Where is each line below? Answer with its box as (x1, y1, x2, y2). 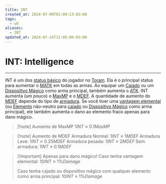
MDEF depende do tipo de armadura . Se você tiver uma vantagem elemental (5, 98, 161, 104)
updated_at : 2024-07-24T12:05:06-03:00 (5, 35, 87, 40)
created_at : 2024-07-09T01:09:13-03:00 (5, 12, 87, 17)
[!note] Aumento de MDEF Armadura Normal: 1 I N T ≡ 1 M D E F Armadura (17, 133, 160, 139)
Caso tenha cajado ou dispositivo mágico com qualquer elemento (17, 168, 151, 174)
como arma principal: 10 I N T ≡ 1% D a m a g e (17, 173, 103, 179)
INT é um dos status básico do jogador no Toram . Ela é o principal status (5, 77, 153, 83)
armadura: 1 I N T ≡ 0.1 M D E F (17, 143, 72, 149)
